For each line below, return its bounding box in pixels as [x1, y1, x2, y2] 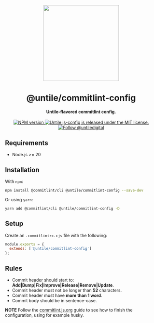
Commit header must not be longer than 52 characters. [12, 288, 122, 293]
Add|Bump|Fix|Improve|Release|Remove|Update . [12, 282, 114, 288]
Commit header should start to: [12, 277, 74, 283]
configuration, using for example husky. [5, 312, 84, 318]
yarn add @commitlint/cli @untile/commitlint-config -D [5, 206, 120, 211]
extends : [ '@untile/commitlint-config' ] [9, 246, 92, 251]
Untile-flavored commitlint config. [46, 109, 116, 114]
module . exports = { [5, 242, 44, 247]
